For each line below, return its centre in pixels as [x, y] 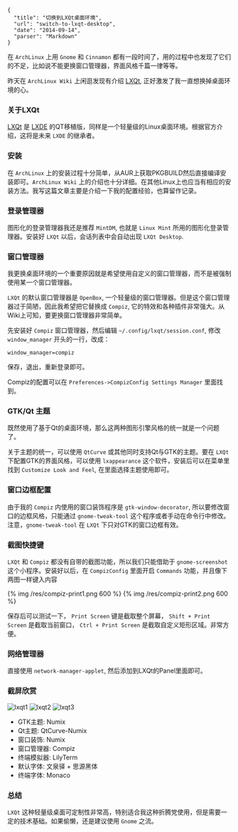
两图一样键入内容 [32, 579]
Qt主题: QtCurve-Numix [52, 730]
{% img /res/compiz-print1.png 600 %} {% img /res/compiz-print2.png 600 [118, 594]
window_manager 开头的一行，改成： [59, 339]
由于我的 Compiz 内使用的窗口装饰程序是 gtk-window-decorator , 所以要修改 [115, 507]
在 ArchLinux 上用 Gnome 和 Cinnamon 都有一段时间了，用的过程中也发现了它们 [119, 57]
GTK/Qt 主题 [29, 411]
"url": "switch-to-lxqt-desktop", [65, 24]
